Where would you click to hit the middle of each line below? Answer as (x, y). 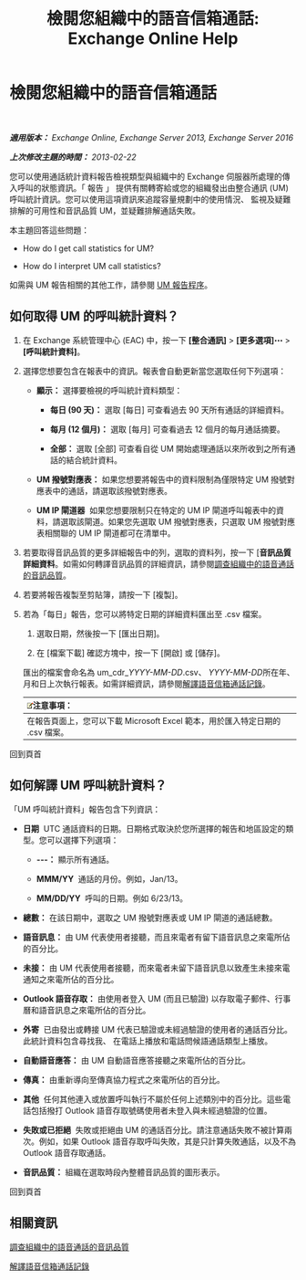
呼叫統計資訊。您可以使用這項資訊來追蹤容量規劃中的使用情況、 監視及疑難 (150, 199)
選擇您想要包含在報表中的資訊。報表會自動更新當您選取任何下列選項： (154, 371)
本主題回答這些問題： (49, 230)
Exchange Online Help (153, 39)
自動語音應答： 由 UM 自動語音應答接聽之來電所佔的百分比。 (136, 1060)
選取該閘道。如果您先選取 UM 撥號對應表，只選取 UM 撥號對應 (178, 521)
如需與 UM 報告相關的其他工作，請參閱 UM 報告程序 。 (111, 285)
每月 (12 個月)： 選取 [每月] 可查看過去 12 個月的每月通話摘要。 (167, 429)
